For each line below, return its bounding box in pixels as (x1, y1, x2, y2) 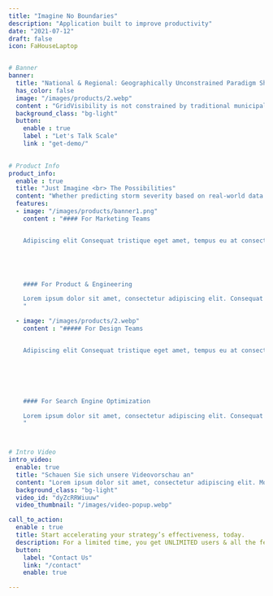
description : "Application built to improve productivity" (8, 20, 213, 28)
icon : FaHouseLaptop (8, 42, 79, 50)
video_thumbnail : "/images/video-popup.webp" (15, 501, 173, 509)
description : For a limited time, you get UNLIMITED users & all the (15, 538, 256, 546)
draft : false (8, 34, 53, 43)
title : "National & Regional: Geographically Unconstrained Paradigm (15, 79, 256, 87)
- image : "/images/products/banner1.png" (15, 207, 158, 215)
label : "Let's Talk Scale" (23, 132, 118, 141)
